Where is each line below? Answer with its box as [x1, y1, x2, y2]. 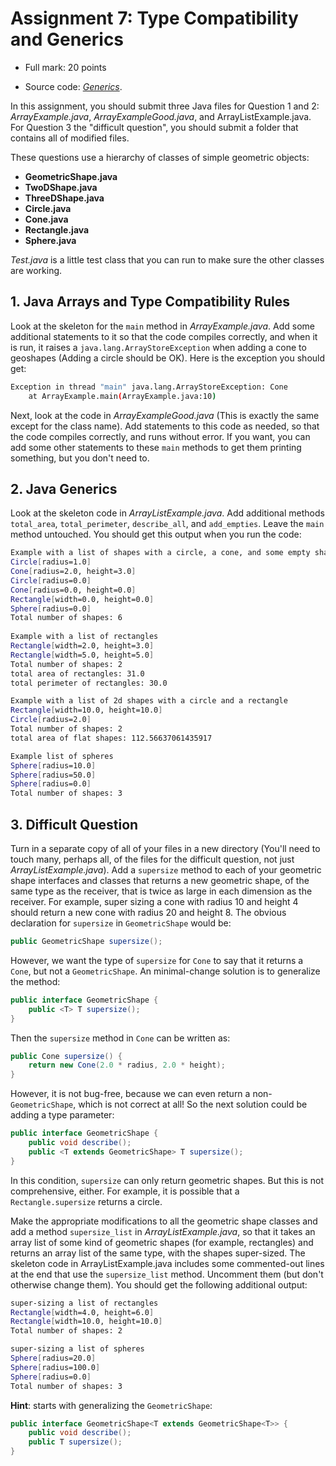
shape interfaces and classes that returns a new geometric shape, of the [10, 875, 310, 886]
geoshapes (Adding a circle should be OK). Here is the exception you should [10, 352, 326, 364]
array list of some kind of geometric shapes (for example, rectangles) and [10, 1236, 314, 1248]
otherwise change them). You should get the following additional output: [10, 1278, 308, 1291]
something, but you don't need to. [10, 452, 150, 464]
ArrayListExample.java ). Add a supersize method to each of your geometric [10, 864, 322, 876]
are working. [10, 264, 63, 276]
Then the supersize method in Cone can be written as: [10, 1032, 231, 1044]
